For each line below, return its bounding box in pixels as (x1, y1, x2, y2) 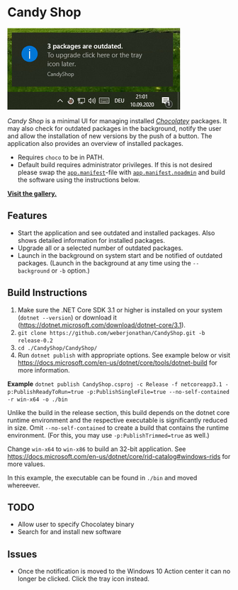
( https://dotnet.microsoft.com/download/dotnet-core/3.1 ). (17, 320, 186, 329)
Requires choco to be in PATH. (17, 153, 105, 161)
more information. (17, 365, 70, 374)
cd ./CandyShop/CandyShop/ (17, 344, 98, 351)
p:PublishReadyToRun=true (7, 388, 84, 395)
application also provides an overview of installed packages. (7, 139, 184, 147)
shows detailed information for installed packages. (17, 236, 165, 244)
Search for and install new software (17, 528, 122, 536)
